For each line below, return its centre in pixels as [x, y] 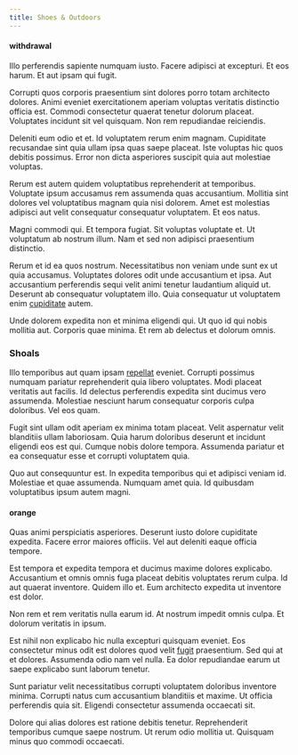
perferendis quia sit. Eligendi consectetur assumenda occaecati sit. [133, 705]
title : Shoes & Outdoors [55, 17]
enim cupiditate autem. [51, 303]
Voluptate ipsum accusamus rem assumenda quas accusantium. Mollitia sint [149, 193]
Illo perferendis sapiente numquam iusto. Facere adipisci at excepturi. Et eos [149, 65]
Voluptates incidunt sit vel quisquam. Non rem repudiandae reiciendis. [137, 120]
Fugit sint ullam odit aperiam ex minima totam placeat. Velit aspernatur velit [147, 427]
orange [23, 512]
